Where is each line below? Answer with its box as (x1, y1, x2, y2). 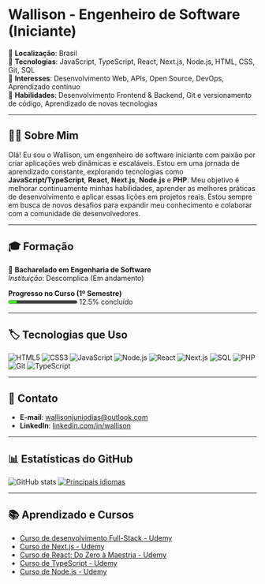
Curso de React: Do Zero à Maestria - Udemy (19, 550, 167, 560)
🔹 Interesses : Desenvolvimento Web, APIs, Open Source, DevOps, (8, 73, 225, 83)
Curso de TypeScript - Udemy (19, 558, 118, 567)
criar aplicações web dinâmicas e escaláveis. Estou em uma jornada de (8, 158, 241, 167)
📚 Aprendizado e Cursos (8, 508, 134, 522)
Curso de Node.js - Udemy (19, 567, 107, 576)
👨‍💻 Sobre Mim (8, 129, 79, 143)
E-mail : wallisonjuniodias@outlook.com (19, 413, 148, 422)
